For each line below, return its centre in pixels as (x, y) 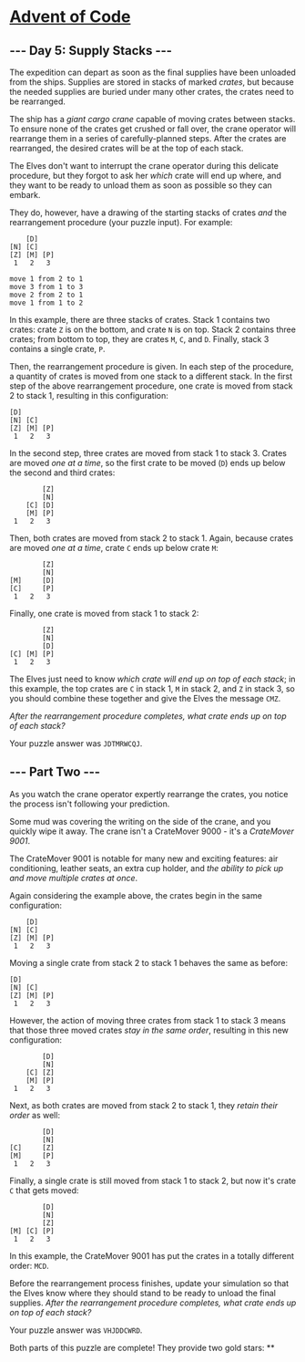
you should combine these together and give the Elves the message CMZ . (145, 698)
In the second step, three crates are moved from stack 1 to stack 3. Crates (148, 453)
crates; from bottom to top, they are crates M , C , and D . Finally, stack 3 (139, 339)
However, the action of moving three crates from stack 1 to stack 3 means (148, 1020)
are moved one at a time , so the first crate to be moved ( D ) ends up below (147, 463)
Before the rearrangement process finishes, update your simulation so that (149, 1283)
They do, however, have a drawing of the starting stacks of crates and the (148, 213)
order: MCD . (29, 1265)
